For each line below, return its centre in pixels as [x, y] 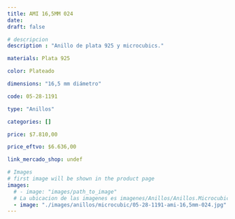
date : [15, 20]
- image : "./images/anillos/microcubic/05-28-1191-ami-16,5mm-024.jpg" [120, 205]
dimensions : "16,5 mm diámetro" [54, 84]
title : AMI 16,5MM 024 [40, 14]
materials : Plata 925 [39, 59]
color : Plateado [31, 71]
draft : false [26, 27]
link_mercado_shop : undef [45, 160]
